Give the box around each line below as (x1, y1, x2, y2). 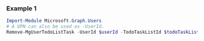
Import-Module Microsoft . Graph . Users (6, 18, 102, 24)
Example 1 (6, 4, 37, 13)
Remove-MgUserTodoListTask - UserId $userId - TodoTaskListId (6, 29, 162, 36)
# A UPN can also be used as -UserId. (6, 24, 104, 30)
